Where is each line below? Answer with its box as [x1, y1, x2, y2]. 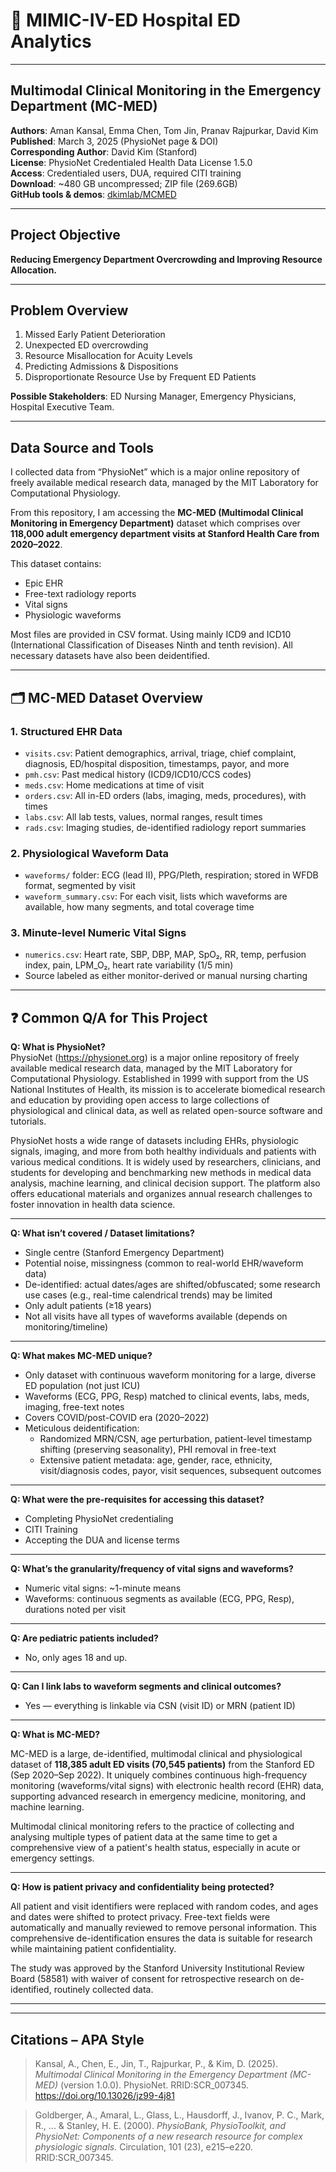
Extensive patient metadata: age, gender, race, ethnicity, [39, 1454, 273, 1466]
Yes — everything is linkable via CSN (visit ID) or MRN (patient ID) [24, 1700, 296, 1712]
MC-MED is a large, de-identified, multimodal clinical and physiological [10, 1748, 303, 1760]
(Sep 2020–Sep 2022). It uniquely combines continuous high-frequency [10, 1769, 308, 1781]
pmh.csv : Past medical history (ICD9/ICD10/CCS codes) [24, 768, 252, 780]
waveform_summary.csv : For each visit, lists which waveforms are [24, 890, 288, 903]
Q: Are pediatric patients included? [10, 1632, 159, 1644]
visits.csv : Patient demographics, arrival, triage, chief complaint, [24, 747, 297, 759]
